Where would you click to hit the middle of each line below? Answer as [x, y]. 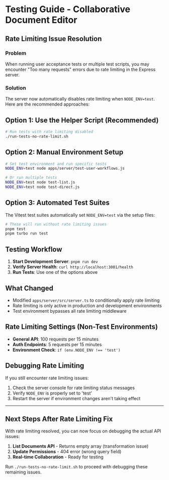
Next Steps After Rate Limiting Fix [59, 419]
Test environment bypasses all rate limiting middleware [69, 311]
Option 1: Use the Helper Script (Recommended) [82, 120]
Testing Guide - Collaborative [68, 9]
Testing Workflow [34, 249]
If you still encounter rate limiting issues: [47, 378]
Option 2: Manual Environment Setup [64, 152]
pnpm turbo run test [27, 233]
